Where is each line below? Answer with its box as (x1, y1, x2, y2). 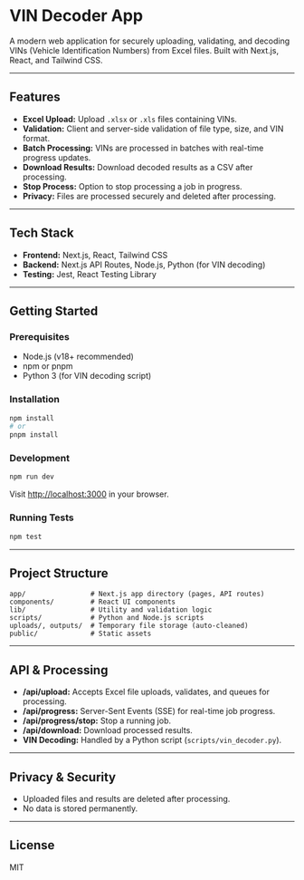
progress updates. (22, 151, 91, 163)
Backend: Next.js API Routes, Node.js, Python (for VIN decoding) (22, 259, 266, 270)
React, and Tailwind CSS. (9, 54, 103, 65)
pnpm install (9, 430, 59, 440)
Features (9, 90, 61, 105)
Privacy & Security (9, 769, 117, 785)
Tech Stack (9, 226, 74, 241)
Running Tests (9, 511, 74, 524)
